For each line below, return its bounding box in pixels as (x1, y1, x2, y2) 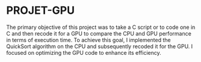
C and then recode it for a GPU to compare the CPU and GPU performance (6, 29, 191, 37)
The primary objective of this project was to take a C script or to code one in (6, 23, 196, 31)
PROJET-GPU (6, 4, 75, 17)
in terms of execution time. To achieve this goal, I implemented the (6, 36, 171, 43)
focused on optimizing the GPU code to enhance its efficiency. (6, 49, 161, 56)
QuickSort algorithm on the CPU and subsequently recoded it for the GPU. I (6, 43, 193, 50)
